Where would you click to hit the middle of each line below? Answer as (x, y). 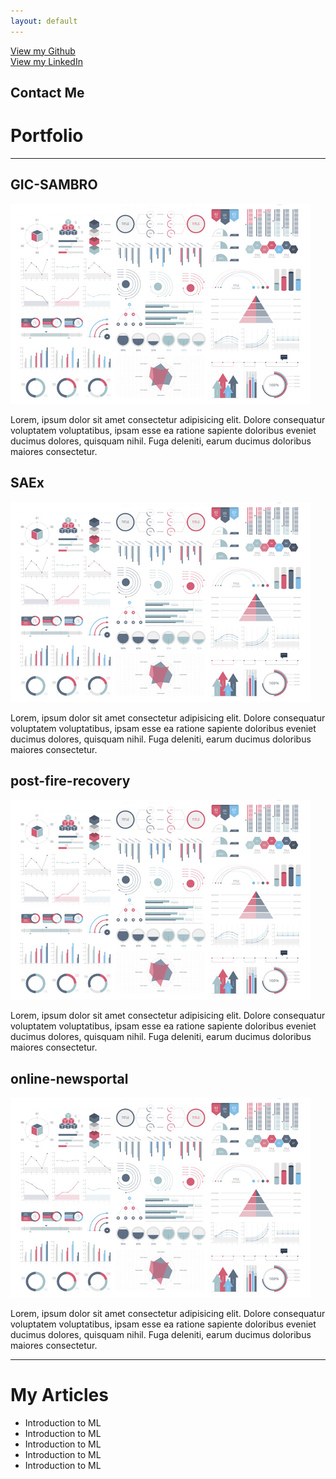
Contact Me (47, 93)
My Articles (59, 1395)
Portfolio (47, 136)
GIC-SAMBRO (54, 185)
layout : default (44, 21)
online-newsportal (69, 1078)
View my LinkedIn (46, 61)
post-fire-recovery (70, 780)
